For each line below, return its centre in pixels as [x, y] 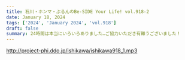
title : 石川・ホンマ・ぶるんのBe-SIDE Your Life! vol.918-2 [78, 12]
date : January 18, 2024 [36, 17]
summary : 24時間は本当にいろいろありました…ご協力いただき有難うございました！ [94, 34]
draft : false [22, 28]
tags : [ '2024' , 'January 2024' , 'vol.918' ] [61, 23]
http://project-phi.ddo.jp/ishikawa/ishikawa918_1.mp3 [72, 50]
